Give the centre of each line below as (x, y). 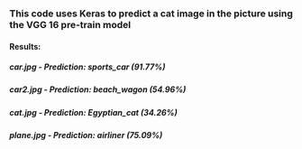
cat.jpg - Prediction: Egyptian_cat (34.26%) (94, 112)
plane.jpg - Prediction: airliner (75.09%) (86, 135)
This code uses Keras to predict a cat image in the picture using (151, 14)
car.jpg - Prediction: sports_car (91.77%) (87, 67)
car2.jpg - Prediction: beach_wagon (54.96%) (98, 89)
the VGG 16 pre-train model (70, 24)
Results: (25, 46)
